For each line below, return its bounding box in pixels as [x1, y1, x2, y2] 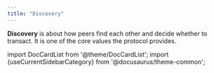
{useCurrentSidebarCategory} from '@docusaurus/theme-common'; [7, 57, 206, 66]
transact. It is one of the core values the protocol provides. [7, 36, 177, 45]
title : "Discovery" [7, 10, 65, 17]
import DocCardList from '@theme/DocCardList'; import [7, 50, 169, 58]
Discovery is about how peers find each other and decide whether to [7, 29, 208, 38]
